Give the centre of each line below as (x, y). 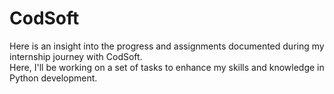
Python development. (53, 78)
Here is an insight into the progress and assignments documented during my (167, 46)
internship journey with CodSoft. (76, 56)
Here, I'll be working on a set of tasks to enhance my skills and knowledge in (167, 67)
